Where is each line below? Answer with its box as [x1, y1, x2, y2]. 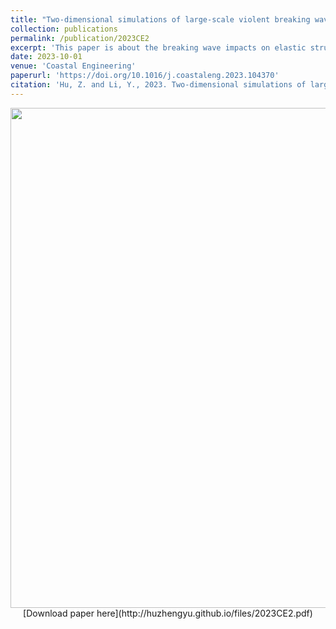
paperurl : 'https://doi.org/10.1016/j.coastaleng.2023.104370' [10, 71, 280, 81]
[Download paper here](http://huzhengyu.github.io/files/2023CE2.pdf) [23, 607, 313, 619]
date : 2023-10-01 [10, 52, 83, 62]
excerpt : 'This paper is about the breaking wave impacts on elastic [10, 42, 307, 53]
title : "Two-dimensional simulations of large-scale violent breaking [10, 14, 311, 25]
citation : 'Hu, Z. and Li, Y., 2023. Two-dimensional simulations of [10, 80, 307, 90]
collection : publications [10, 24, 118, 34]
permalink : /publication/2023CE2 [10, 33, 150, 43]
